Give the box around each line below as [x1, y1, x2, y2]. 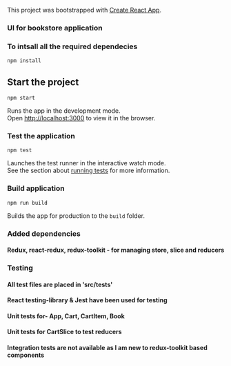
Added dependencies [7, 228, 81, 238]
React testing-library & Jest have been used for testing [7, 296, 168, 304]
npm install [7, 57, 41, 64]
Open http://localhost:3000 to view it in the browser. [7, 114, 156, 122]
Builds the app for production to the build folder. [7, 211, 145, 220]
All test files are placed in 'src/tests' [7, 280, 113, 289]
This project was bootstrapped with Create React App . [7, 6, 162, 14]
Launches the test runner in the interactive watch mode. [7, 159, 167, 167]
